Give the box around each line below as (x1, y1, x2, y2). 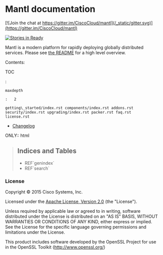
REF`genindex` (24, 160, 55, 166)
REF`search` (24, 165, 50, 171)
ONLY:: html (5, 132, 30, 138)
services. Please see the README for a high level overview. (5, 50, 126, 56)
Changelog (12, 123, 35, 128)
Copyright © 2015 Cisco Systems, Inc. (5, 189, 83, 195)
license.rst (5, 114, 30, 119)
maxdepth (5, 88, 23, 93)
